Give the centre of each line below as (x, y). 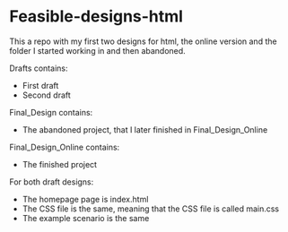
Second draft (47, 95)
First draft (40, 85)
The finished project (59, 164)
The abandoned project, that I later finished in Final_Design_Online (145, 129)
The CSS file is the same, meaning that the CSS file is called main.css (151, 209)
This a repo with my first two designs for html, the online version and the (143, 41)
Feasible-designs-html (96, 17)
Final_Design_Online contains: (65, 147)
